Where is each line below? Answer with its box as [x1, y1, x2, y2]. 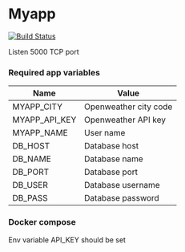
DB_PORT [12, 166, 50, 177]
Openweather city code [83, 101, 173, 112]
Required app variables [8, 67, 100, 78]
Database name [83, 153, 144, 165]
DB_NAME [12, 153, 52, 165]
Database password [83, 193, 160, 204]
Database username [83, 180, 160, 191]
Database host [83, 140, 139, 152]
